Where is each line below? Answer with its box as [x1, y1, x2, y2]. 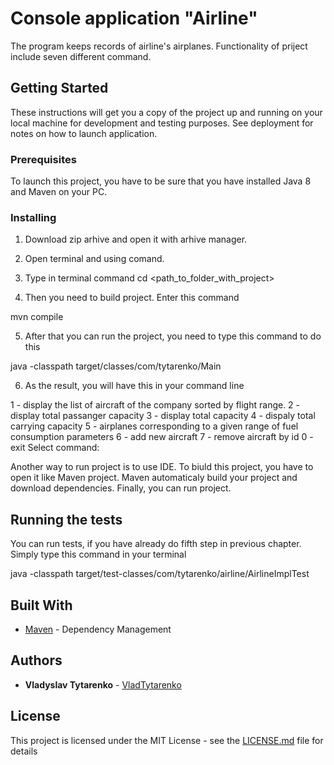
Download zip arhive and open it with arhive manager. [24, 233, 248, 246]
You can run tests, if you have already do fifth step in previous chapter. [10, 538, 302, 550]
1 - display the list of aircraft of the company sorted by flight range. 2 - [10, 399, 301, 411]
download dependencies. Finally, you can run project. [10, 482, 232, 494]
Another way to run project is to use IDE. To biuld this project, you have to [10, 461, 314, 473]
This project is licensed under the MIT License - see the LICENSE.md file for [10, 734, 324, 746]
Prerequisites [10, 152, 77, 166]
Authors [10, 652, 63, 669]
